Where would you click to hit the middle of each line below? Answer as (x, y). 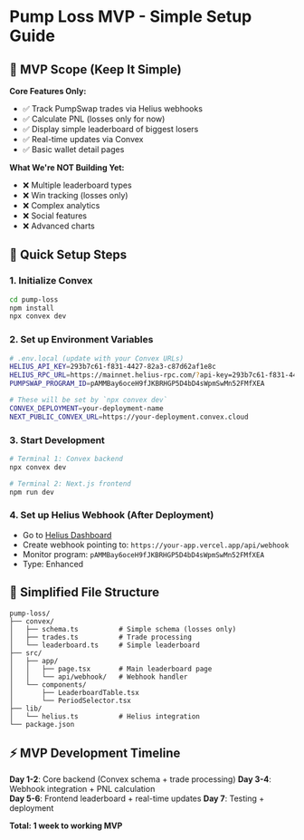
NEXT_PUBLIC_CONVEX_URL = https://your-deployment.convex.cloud (129, 417)
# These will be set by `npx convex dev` (89, 401)
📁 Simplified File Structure (85, 592)
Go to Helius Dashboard (67, 535)
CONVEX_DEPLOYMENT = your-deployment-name (87, 408)
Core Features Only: (48, 91)
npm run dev (32, 492)
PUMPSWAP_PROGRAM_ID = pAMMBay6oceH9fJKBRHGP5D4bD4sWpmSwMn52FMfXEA (137, 384)
